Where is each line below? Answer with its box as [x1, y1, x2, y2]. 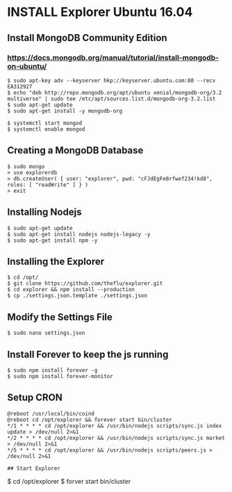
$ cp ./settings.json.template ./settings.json [7, 293, 148, 300]
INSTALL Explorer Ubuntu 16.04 [7, 4, 193, 20]
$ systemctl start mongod [7, 120, 82, 126]
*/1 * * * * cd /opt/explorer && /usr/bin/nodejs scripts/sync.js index [7, 422, 222, 429]
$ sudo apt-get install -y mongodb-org [7, 107, 123, 115]
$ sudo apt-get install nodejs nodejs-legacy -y [7, 231, 151, 238]
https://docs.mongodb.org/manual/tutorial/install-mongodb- [7, 53, 219, 63]
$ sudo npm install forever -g [7, 366, 98, 374]
